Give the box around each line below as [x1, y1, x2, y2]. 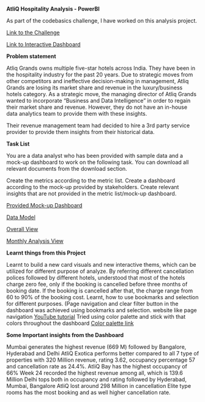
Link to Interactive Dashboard [6, 41, 81, 48]
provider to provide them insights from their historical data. [6, 128, 155, 135]
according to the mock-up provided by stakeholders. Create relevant [6, 184, 179, 190]
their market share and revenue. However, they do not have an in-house [6, 103, 188, 111]
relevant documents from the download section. [6, 165, 127, 172]
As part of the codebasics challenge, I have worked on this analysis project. [6, 17, 198, 24]
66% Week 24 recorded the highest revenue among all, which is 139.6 [6, 370, 184, 376]
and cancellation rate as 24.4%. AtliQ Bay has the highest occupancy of [6, 363, 188, 370]
